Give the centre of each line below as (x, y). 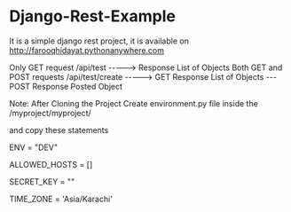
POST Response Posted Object (66, 86)
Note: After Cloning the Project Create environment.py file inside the (134, 103)
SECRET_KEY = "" (42, 181)
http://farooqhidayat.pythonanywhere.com (87, 50)
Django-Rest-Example (92, 16)
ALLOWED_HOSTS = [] (51, 164)
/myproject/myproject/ (50, 113)
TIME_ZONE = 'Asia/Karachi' (61, 199)
